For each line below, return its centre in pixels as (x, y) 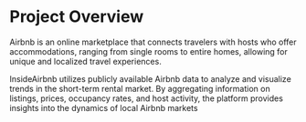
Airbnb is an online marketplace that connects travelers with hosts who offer (153, 42)
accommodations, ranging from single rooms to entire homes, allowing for (148, 51)
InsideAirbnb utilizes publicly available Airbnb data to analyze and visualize (151, 78)
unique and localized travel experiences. (85, 61)
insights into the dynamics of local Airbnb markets (104, 107)
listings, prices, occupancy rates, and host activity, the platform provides (146, 98)
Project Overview (77, 17)
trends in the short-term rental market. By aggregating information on (140, 88)
